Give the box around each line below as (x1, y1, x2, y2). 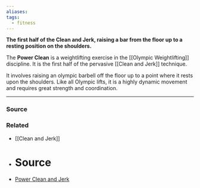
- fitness (11, 20, 36, 26)
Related (6, 121, 29, 130)
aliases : (6, 8, 28, 15)
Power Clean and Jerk (14, 175, 70, 183)
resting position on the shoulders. (6, 42, 92, 50)
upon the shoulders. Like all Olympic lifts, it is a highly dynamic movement (6, 78, 187, 85)
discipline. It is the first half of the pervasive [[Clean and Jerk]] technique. (6, 60, 187, 67)
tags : (6, 14, 20, 20)
